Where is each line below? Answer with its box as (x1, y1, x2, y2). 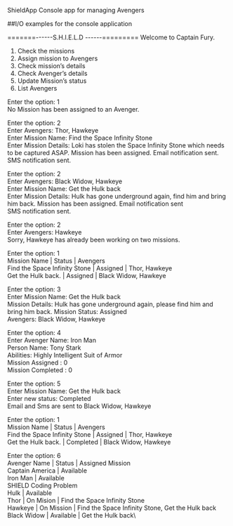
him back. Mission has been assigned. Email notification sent (7, 199, 184, 208)
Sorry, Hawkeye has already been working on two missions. (7, 235, 180, 244)
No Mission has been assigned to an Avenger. (7, 105, 140, 113)
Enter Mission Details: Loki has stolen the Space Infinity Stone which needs (7, 141, 225, 150)
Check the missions (17, 47, 75, 55)
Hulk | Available (7, 489, 53, 497)
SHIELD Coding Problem (7, 481, 78, 489)
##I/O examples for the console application (7, 20, 132, 27)
